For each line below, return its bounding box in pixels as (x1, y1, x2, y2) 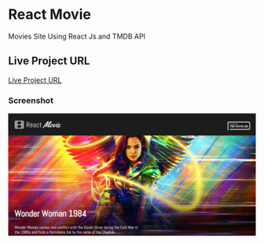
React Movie (8, 6, 92, 24)
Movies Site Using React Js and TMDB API (8, 31, 146, 41)
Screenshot (8, 94, 53, 105)
